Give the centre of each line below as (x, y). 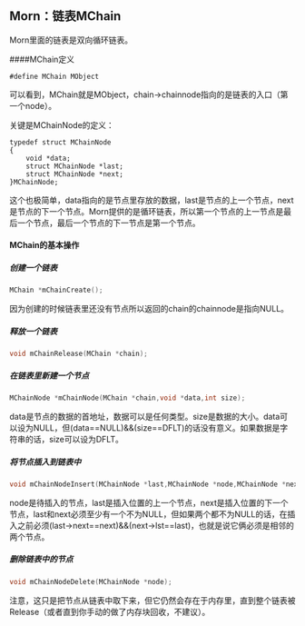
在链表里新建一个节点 (49, 375)
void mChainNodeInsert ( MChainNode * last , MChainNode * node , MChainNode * (148, 484)
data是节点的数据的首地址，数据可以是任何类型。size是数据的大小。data (145, 416)
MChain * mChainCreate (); (56, 290)
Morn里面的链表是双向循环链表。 (71, 40)
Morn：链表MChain (65, 16)
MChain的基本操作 (44, 245)
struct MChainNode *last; (75, 166)
